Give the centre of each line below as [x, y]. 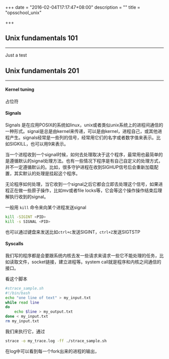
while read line [22, 302]
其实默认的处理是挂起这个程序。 [47, 174]
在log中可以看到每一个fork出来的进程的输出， [52, 351]
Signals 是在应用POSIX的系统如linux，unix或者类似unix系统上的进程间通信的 [84, 125]
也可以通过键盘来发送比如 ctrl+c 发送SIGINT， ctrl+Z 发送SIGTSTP [73, 232]
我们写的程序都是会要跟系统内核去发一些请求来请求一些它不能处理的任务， [82, 255]
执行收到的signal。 [29, 197]
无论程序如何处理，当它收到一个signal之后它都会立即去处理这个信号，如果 [82, 184]
